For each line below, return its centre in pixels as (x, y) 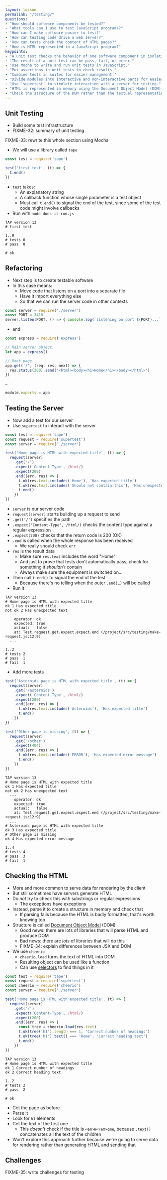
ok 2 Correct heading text (33, 1072)
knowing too (33, 919)
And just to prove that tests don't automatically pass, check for (84, 562)
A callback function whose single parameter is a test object (81, 197)
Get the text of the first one (40, 1123)
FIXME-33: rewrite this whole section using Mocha (57, 140)
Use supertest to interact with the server (54, 425)
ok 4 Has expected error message (40, 839)
